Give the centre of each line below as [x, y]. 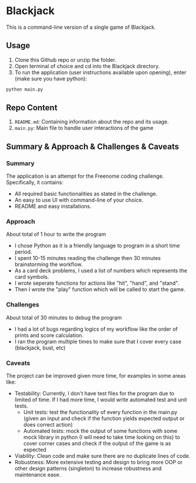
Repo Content [32, 108]
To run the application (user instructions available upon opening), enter [100, 72]
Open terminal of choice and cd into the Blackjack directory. [87, 66]
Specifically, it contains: [35, 182]
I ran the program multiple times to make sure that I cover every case [98, 341]
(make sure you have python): [51, 78]
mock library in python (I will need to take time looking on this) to [102, 437]
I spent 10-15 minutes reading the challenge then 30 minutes [88, 258]
